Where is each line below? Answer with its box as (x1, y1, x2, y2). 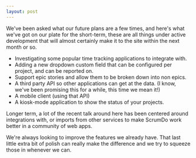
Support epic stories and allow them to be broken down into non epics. (14, 73, 187, 80)
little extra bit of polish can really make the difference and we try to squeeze (6, 140, 191, 147)
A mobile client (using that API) (14, 92, 90, 99)
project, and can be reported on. (14, 67, 94, 74)
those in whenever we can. (6, 146, 72, 153)
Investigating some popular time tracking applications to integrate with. (14, 55, 187, 62)
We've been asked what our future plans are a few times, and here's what (6, 25, 185, 32)
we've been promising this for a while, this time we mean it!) (14, 86, 161, 93)
